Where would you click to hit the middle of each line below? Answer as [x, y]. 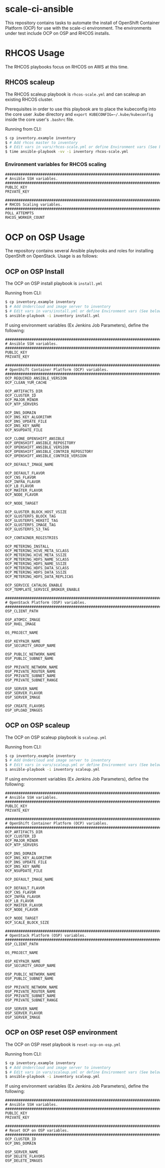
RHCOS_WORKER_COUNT [25, 218]
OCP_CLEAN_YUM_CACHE [26, 382]
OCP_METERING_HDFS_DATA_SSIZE [36, 572]
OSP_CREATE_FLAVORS [25, 706]
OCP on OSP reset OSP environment [61, 1033]
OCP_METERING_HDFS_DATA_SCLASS [37, 568]
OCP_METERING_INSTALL [27, 546]
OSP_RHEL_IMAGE [21, 624]
